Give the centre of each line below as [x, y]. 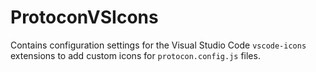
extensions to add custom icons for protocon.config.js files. [135, 55]
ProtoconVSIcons [84, 17]
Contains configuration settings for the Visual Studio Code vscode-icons [158, 45]
